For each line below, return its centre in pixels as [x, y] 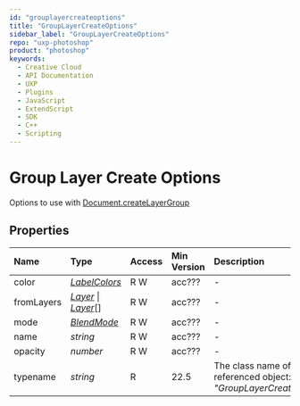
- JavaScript [42, 100]
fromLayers [38, 302]
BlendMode [94, 322]
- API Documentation [55, 76]
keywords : [28, 59]
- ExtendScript [46, 109]
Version [188, 267]
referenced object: [253, 377]
